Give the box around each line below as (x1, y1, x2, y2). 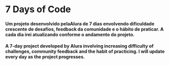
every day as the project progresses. (5, 54, 85, 60)
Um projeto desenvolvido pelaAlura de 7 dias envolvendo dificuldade (5, 20, 155, 26)
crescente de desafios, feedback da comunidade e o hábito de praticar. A (5, 26, 164, 32)
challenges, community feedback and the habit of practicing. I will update (5, 48, 165, 54)
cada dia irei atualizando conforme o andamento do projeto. (5, 31, 135, 38)
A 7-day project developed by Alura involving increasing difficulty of (5, 43, 154, 49)
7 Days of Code (5, 4, 71, 15)
